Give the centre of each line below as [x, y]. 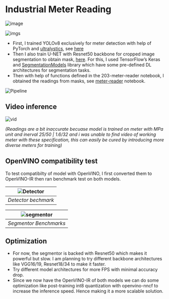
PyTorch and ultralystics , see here [48, 48]
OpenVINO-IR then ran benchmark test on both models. [63, 178]
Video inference [31, 107]
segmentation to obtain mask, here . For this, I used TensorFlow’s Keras [86, 59]
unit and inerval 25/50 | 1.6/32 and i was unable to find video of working [81, 134]
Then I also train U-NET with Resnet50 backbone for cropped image [83, 54]
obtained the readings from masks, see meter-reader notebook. [79, 81]
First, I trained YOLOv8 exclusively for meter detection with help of [82, 43]
